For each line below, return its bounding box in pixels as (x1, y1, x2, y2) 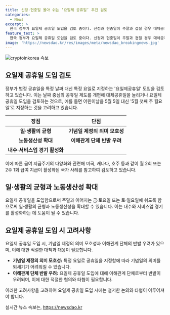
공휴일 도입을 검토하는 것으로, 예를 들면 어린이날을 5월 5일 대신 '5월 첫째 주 (5, 98, 153, 104)
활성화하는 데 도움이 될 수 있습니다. (10, 210, 79, 216)
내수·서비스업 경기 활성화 (8, 146, 64, 153)
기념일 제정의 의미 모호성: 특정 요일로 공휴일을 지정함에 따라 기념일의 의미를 (12, 257, 161, 263)
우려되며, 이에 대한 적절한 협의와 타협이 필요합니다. (12, 277, 113, 283)
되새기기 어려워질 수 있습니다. (12, 264, 71, 270)
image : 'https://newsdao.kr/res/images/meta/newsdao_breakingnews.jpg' (5, 40, 159, 46)
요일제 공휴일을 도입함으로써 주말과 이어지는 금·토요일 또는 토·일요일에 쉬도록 (5, 197, 157, 203)
